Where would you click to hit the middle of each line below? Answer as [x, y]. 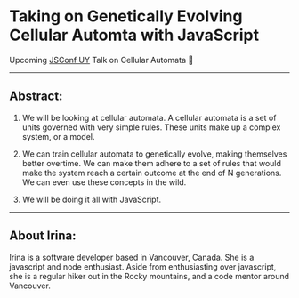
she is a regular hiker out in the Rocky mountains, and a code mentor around [149, 276]
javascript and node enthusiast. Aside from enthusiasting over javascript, [143, 266]
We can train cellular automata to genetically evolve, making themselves [154, 154]
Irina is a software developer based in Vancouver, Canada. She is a [132, 257]
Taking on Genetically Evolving [126, 16]
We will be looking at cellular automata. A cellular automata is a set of [149, 117]
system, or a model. [58, 136]
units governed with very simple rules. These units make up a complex [151, 127]
